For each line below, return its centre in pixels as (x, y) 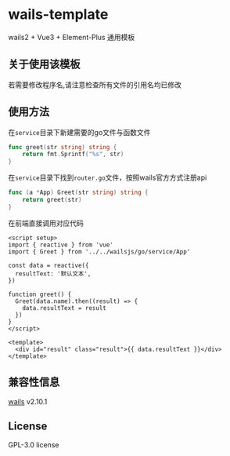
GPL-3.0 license (34, 445)
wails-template (58, 15)
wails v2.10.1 (28, 401)
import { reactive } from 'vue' (61, 245)
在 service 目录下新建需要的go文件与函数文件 (79, 132)
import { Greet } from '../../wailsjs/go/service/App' (99, 252)
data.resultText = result (65, 308)
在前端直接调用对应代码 (46, 223)
